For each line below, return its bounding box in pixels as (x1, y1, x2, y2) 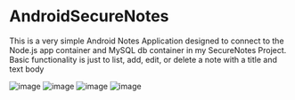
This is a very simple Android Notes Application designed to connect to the (9, 35, 284, 46)
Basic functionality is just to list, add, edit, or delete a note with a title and (9, 54, 278, 65)
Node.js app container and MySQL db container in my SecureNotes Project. (9, 44, 287, 55)
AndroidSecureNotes (9, 6, 169, 27)
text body (9, 64, 45, 74)
